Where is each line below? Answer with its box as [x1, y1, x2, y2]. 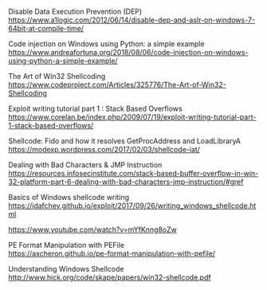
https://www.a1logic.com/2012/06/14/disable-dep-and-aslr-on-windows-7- [8, 15, 256, 25]
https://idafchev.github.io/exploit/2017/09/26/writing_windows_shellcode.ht [8, 201, 257, 210]
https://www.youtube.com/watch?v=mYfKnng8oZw [8, 225, 178, 234]
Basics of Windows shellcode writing [8, 193, 130, 202]
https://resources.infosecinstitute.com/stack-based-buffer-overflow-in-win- [8, 169, 259, 178]
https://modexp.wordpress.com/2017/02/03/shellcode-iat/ [8, 145, 201, 154]
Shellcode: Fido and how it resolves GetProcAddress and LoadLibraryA [8, 136, 241, 146]
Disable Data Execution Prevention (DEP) [8, 7, 143, 16]
